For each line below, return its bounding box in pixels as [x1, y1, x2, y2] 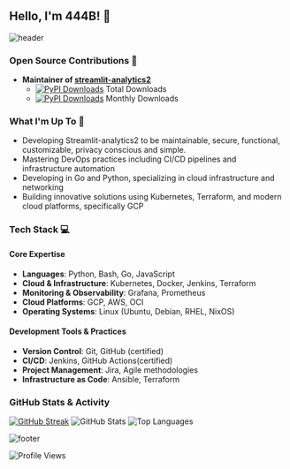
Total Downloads [105, 84, 167, 95]
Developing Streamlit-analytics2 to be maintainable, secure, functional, [21, 135, 281, 146]
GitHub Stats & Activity [9, 396, 111, 408]
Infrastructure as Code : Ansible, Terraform [21, 374, 179, 384]
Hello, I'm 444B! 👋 [9, 9, 111, 24]
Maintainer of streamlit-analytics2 [21, 74, 152, 85]
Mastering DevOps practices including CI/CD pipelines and [21, 154, 237, 164]
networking [21, 182, 65, 193]
